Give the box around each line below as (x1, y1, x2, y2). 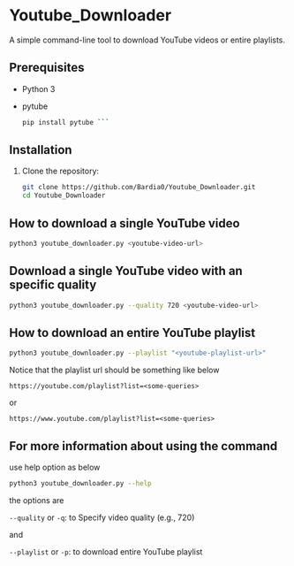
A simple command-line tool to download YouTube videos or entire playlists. (9, 34, 285, 45)
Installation (9, 142, 72, 157)
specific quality (9, 278, 97, 293)
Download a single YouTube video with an (9, 264, 243, 279)
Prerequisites (9, 60, 85, 75)
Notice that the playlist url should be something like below (9, 364, 220, 376)
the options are (9, 494, 64, 505)
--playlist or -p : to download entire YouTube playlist (9, 546, 203, 557)
